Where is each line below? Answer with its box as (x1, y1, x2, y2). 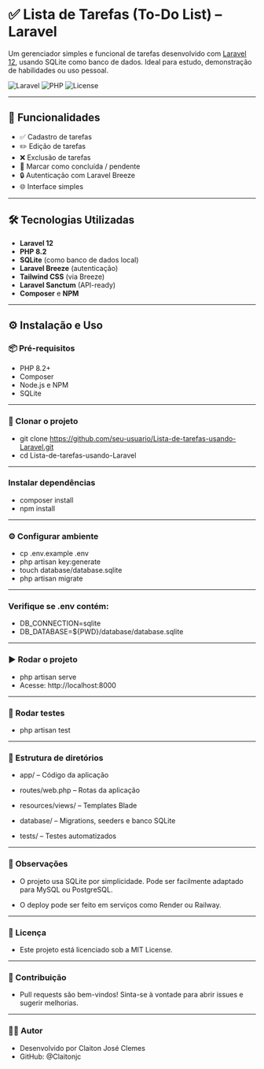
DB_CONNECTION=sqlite (19, 618, 101, 628)
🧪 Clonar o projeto (8, 416, 79, 427)
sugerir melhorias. (19, 998, 79, 1008)
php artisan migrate (19, 573, 83, 584)
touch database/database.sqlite (19, 566, 123, 575)
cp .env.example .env (19, 549, 89, 559)
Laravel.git (19, 442, 54, 451)
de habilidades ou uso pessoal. (8, 65, 108, 75)
